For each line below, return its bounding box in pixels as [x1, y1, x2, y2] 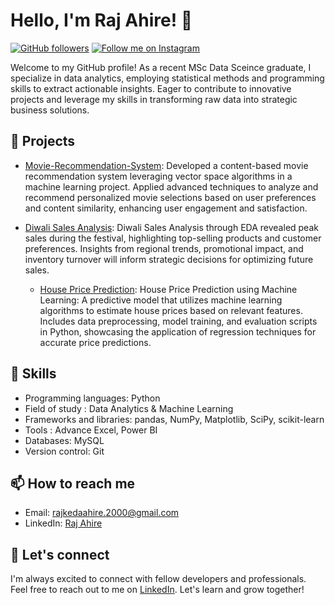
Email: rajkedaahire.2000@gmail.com [24, 507, 180, 519]
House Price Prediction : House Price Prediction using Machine [39, 283, 298, 295]
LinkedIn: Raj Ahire [24, 517, 103, 529]
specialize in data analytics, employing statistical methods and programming [10, 72, 325, 84]
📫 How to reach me [10, 475, 136, 492]
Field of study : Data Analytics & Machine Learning [24, 402, 234, 414]
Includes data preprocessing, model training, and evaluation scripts [39, 315, 318, 327]
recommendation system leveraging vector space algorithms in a [24, 170, 293, 182]
